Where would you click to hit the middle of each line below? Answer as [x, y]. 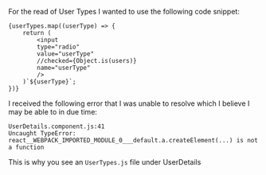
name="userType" [64, 68]
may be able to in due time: [53, 112]
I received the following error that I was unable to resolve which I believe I [129, 103]
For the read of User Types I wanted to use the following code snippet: [124, 12]
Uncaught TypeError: [43, 134]
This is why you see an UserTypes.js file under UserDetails [105, 162]
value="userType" [65, 54]
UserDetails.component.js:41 [57, 126]
